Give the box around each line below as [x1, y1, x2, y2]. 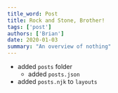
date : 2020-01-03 [7, 37, 58, 44]
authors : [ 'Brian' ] [7, 30, 65, 37]
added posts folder [17, 63, 72, 70]
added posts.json [27, 70, 80, 78]
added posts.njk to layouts [17, 77, 98, 85]
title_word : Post [7, 10, 58, 18]
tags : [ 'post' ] [7, 23, 52, 30]
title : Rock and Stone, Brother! [7, 17, 105, 24]
